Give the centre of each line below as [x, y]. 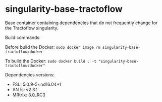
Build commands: [23, 37]
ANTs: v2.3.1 [25, 89]
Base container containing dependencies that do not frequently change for [81, 23]
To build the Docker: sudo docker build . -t [51, 61]
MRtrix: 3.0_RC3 [29, 95]
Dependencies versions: [30, 74]
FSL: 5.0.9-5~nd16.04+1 [37, 84]
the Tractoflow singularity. [32, 28]
